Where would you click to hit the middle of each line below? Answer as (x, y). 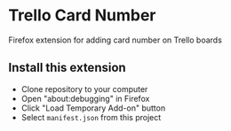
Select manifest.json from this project (91, 117)
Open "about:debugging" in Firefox (85, 98)
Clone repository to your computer (84, 89)
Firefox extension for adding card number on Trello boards (115, 40)
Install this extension (67, 68)
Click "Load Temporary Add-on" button (93, 108)
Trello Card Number (82, 15)
